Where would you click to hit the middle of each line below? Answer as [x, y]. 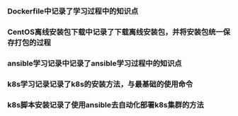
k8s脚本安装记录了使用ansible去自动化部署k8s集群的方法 [106, 105]
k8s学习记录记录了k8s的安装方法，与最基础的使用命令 [100, 84]
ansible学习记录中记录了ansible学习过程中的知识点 [95, 63]
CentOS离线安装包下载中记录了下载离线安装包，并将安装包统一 [115, 32]
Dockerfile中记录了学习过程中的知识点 [73, 11]
